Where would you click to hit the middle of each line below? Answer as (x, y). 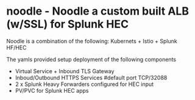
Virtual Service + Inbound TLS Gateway (65, 71)
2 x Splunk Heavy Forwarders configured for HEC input (84, 84)
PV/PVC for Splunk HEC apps (52, 90)
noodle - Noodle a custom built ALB (97, 11)
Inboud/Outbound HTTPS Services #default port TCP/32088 (91, 77)
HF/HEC (16, 48)
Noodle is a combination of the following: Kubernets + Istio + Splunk (92, 41)
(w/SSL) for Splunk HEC (68, 24)
